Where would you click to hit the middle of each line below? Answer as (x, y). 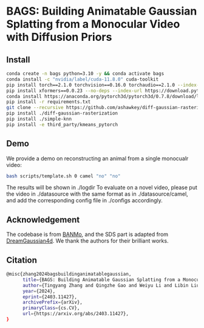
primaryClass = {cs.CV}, (51, 308)
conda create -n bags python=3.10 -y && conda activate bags (85, 74)
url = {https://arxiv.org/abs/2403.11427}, (76, 314)
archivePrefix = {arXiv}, (53, 302)
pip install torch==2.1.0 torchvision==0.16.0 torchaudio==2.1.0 (90, 85)
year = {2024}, (39, 291)
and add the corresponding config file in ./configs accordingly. (84, 201)
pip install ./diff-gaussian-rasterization (62, 113)
